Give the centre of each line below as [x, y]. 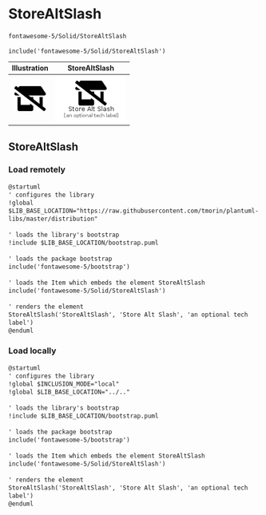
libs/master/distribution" [53, 219]
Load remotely [37, 169]
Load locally [32, 351]
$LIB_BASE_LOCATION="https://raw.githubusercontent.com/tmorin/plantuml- [134, 211]
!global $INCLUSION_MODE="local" [64, 384]
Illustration [30, 68]
